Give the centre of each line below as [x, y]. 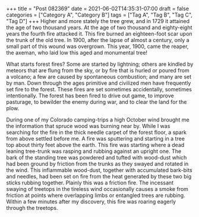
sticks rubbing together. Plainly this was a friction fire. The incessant [90, 183]
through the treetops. [32, 208]
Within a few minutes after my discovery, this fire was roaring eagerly [91, 202]
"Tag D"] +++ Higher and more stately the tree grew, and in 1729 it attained [98, 21]
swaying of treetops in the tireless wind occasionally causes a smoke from [97, 189]
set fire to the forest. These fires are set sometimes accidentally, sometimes [99, 89]
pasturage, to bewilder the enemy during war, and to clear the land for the [97, 102]
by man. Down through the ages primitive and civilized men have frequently [99, 83]
